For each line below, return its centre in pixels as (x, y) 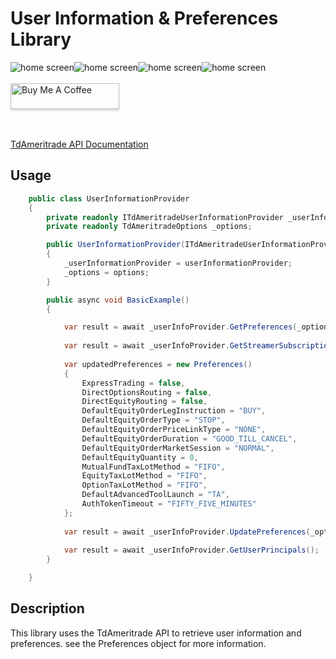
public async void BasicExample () (118, 300)
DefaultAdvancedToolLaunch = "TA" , (155, 495)
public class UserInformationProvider (109, 198)
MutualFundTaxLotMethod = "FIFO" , (153, 467)
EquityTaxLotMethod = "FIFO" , (144, 476)
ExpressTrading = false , (133, 383)
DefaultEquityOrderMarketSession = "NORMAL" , (178, 448)
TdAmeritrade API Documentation (79, 144)
